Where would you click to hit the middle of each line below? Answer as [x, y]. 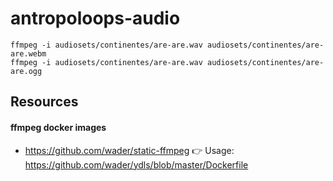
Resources [44, 102]
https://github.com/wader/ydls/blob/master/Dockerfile [136, 164]
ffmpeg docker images [58, 127]
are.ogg [26, 71]
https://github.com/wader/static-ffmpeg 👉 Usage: [129, 150]
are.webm [28, 53]
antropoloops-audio [95, 18]
